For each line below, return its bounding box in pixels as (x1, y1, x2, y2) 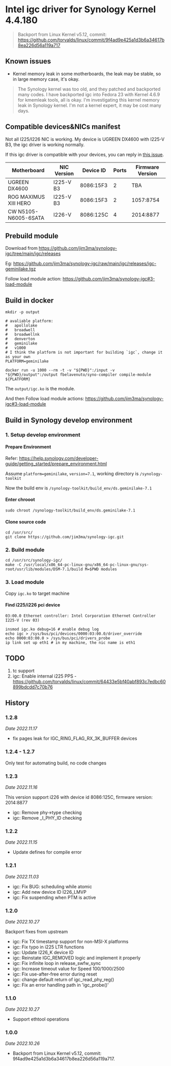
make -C (5, 562, 22, 568)
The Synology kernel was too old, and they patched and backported (17, 86, 161, 92)
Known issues (5, 57, 51, 66)
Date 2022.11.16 (5, 784, 38, 790)
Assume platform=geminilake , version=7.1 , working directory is (5, 470, 139, 476)
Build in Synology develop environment (5, 415, 132, 425)
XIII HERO (8, 199, 32, 206)
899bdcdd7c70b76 (12, 684, 53, 690)
